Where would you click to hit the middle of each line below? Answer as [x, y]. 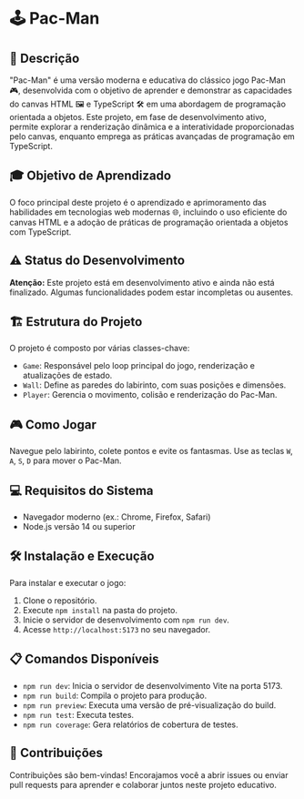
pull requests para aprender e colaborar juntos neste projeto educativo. [143, 784]
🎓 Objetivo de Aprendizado [90, 176]
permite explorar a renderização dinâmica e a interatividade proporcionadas [152, 126]
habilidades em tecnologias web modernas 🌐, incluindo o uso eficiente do [148, 212]
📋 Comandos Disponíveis [84, 659]
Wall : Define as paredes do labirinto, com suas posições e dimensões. [154, 385]
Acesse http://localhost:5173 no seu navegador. [117, 629]
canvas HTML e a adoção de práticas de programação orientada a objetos [149, 222]
